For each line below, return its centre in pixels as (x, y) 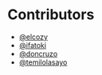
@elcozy (33, 37)
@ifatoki (33, 45)
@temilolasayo (43, 62)
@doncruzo (38, 53)
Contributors (51, 15)
